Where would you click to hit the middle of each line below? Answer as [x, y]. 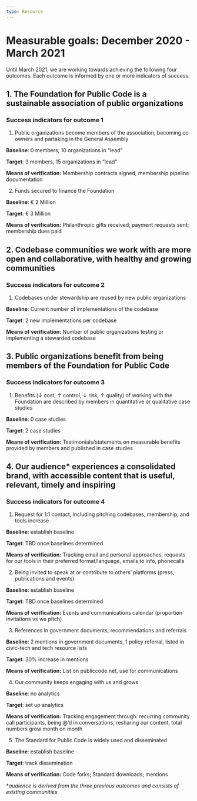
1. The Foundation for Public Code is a [76, 94]
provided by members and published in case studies [70, 448]
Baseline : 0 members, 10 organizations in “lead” [64, 150]
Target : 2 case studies [33, 430]
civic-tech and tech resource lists [46, 648]
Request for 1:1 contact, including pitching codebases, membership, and [102, 514]
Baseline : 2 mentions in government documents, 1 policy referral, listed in [95, 642]
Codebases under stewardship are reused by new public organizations [100, 297]
